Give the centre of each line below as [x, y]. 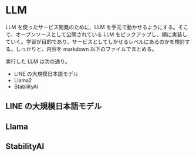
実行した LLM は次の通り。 [38, 61]
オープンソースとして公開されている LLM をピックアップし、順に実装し [102, 34]
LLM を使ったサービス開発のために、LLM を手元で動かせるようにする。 [92, 27]
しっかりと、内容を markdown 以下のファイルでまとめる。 [86, 49]
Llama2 [23, 80]
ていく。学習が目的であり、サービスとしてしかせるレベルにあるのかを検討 [95, 41]
